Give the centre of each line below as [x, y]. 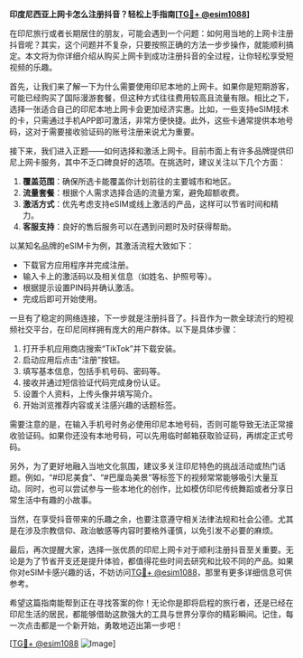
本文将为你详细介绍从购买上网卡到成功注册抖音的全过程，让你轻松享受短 [159, 56]
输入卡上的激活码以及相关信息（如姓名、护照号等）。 [119, 276]
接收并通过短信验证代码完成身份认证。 [93, 382]
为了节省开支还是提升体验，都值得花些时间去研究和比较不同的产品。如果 [159, 561]
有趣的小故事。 [68, 500]
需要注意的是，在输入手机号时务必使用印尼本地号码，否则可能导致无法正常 [147, 424]
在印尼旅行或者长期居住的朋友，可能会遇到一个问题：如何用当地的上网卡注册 [151, 33]
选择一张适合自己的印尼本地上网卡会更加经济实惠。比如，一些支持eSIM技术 [149, 109]
